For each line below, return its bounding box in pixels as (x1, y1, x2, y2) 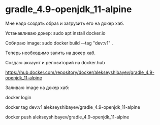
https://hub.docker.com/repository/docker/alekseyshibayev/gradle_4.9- (5, 69, 155, 75)
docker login (5, 94, 31, 100)
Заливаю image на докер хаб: (5, 85, 70, 91)
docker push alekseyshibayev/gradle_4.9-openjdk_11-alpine (5, 114, 130, 120)
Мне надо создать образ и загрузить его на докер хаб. (5, 20, 124, 26)
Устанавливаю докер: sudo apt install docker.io (5, 30, 106, 36)
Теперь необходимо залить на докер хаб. (5, 50, 95, 56)
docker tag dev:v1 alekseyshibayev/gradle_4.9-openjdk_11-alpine (5, 104, 141, 110)
